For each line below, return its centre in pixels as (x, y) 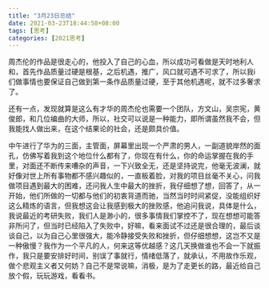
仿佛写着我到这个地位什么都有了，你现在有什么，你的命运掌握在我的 (134, 156)
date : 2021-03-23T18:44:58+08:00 (64, 23)
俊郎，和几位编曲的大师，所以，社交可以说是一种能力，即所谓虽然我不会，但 (134, 119)
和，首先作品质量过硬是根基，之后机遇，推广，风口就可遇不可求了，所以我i (132, 72)
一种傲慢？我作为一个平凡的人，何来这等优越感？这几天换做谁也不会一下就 (131, 246)
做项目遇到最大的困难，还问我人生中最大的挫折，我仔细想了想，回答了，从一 (134, 186)
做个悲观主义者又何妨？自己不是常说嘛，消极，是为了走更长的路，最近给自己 (134, 266)
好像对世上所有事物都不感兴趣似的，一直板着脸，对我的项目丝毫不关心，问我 (134, 176)
